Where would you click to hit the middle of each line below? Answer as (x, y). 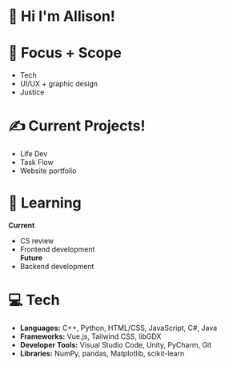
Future (31, 258)
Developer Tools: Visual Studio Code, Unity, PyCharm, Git (116, 344)
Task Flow (36, 163)
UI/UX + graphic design (59, 84)
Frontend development (57, 249)
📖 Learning (45, 203)
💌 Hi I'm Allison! (62, 16)
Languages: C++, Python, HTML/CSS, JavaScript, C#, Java (119, 328)
